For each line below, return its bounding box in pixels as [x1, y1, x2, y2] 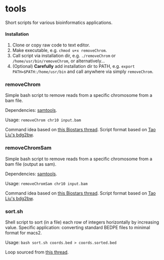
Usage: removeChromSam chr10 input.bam [5, 180, 88, 186]
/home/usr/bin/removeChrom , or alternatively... [12, 58, 105, 64]
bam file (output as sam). [5, 161, 57, 167]
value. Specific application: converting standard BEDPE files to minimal [5, 225, 151, 231]
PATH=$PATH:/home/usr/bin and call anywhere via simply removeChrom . [12, 68, 154, 75]
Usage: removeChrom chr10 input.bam [5, 117, 81, 123]
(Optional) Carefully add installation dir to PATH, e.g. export [12, 63, 135, 69]
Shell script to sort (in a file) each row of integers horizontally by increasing [5, 219, 160, 225]
